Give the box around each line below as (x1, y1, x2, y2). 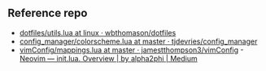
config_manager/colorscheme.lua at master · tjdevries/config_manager (19, 36, 258, 46)
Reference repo (7, 6, 88, 20)
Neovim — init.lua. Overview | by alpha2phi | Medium (19, 53, 198, 63)
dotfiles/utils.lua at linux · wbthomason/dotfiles (19, 27, 177, 37)
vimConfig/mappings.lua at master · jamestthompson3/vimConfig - (19, 44, 244, 55)
